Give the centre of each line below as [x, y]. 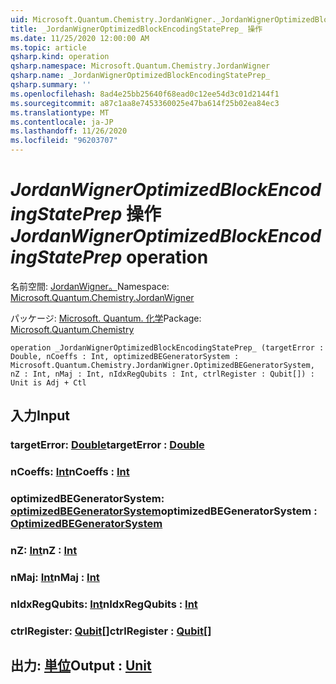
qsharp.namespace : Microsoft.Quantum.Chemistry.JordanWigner [140, 66]
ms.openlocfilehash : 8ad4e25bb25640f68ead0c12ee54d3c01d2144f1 [145, 94]
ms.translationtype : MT [60, 112]
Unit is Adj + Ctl [48, 382]
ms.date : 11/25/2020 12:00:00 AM [80, 38]
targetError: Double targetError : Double [107, 445]
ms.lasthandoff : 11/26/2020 [69, 131]
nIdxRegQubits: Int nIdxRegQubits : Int [104, 604]
